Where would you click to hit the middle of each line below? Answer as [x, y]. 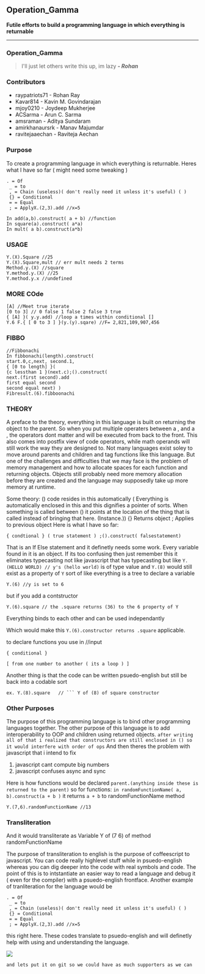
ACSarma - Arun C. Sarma [48, 115]
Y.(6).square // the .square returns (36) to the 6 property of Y [92, 607]
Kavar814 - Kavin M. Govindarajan [58, 102]
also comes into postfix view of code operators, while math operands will [98, 441]
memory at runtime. [31, 487]
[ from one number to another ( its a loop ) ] [68, 664]
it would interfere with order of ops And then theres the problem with [98, 746]
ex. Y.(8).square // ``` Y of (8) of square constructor [83, 693]
